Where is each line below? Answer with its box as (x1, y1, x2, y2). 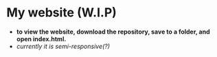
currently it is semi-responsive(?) (16, 42, 111, 50)
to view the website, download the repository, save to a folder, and (16, 27, 210, 36)
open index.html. (16, 34, 67, 43)
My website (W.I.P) (6, 5, 117, 21)
